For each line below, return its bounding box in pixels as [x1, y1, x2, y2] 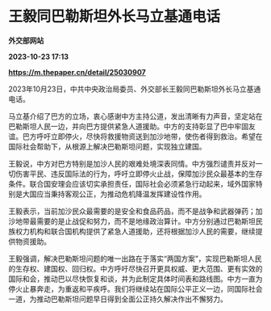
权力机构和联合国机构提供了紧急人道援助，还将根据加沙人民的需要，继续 [15, 226, 256, 236]
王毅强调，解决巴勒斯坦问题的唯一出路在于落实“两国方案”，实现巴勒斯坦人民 [8, 254, 262, 263]
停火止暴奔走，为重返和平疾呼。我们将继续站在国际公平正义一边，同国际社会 [8, 284, 263, 293]
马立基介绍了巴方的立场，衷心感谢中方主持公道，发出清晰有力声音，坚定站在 [8, 111, 263, 121]
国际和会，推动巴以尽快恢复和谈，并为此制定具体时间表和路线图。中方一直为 [8, 274, 263, 284]
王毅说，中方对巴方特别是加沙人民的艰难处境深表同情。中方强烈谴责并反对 [8, 158, 256, 168]
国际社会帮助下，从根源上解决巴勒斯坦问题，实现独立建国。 [8, 141, 206, 151]
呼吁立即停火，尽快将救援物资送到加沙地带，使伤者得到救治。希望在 [35, 131, 263, 141]
